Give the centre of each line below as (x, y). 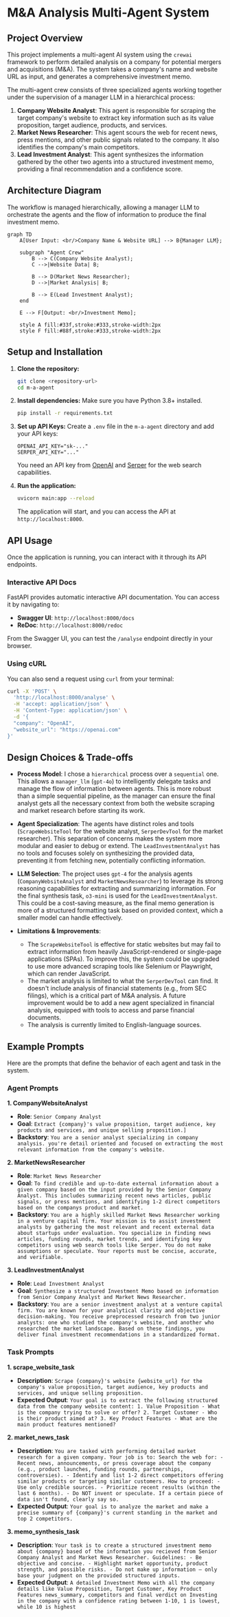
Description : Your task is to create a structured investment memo (114, 1545)
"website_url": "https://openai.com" (67, 730)
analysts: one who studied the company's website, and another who (115, 1323)
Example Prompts (46, 1047)
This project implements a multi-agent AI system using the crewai (100, 54)
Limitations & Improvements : (59, 931)
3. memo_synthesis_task (44, 1531)
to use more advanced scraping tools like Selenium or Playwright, (120, 966)
